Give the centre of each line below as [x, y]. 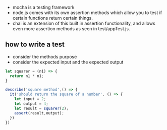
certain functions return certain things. [53, 18]
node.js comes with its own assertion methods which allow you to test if [87, 13]
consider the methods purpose [45, 56]
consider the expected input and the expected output [68, 62]
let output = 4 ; [32, 104]
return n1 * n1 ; [27, 76]
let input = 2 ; [30, 99]
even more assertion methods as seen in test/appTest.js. [71, 29]
